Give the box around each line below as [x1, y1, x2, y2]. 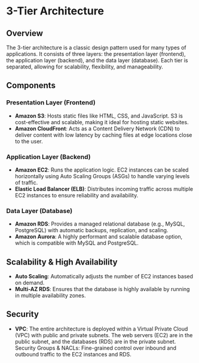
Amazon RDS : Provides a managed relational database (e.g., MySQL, [14, 220, 185, 227]
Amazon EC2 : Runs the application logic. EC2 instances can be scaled [14, 166, 189, 173]
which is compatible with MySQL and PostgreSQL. [14, 239, 139, 247]
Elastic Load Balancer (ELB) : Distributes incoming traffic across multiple [14, 185, 193, 193]
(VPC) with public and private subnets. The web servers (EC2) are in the [14, 331, 193, 338]
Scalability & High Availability [6, 257, 118, 267]
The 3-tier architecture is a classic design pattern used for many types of [6, 44, 186, 51]
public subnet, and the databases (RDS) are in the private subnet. [14, 338, 176, 345]
